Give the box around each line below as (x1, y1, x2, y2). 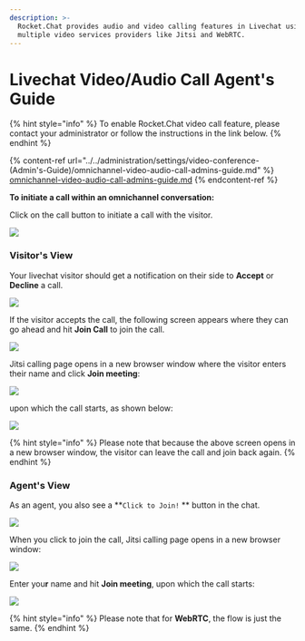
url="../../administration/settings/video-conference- (67, 155, 261, 166)
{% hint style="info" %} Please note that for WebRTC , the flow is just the (9, 613, 281, 624)
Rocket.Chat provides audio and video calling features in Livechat (17, 22, 282, 31)
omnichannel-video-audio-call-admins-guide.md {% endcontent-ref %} (9, 174, 279, 186)
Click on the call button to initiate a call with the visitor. (9, 209, 213, 220)
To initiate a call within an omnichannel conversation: (9, 192, 215, 203)
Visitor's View (9, 249, 74, 262)
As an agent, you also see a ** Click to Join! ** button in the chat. (9, 500, 261, 510)
